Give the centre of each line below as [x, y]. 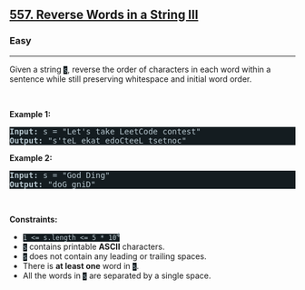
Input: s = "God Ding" [60, 175]
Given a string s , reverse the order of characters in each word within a [140, 69]
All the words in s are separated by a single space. [117, 275]
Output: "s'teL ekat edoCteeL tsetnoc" [98, 140]
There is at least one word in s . [80, 265]
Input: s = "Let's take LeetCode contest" [105, 131]
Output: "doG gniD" [53, 184]
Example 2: [31, 157]
